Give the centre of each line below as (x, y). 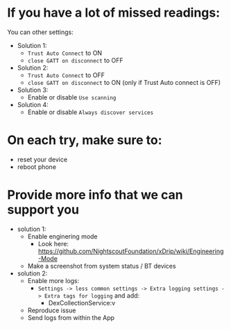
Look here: (53, 243)
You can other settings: (41, 32)
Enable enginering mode (63, 236)
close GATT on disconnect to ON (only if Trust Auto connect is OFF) (124, 82)
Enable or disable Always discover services (91, 112)
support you (43, 210)
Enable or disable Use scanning (72, 97)
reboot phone (37, 167)
